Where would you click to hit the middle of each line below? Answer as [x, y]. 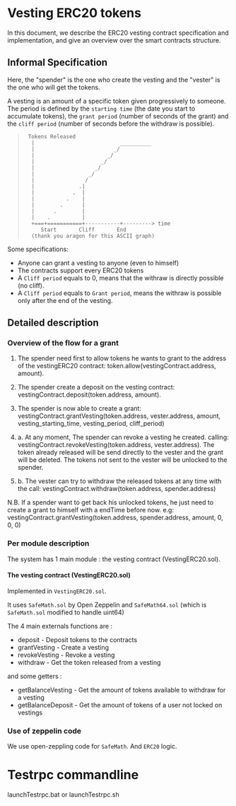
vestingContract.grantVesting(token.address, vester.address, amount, [119, 416]
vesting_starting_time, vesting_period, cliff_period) [91, 424]
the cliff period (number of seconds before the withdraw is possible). [111, 123]
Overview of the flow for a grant [63, 343]
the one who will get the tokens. [54, 87]
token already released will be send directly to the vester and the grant [120, 453]
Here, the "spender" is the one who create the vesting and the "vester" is [114, 79]
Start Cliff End [83, 230]
